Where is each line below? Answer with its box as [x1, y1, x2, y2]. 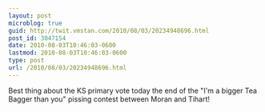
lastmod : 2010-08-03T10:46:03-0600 [8, 49, 127, 57]
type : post [8, 57, 45, 65]
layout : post [8, 11, 52, 20]
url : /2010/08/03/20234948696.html [8, 64, 127, 72]
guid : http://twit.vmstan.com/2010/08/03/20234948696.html [8, 26, 210, 34]
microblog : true [8, 19, 62, 27]
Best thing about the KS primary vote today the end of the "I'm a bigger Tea [8, 86, 258, 95]
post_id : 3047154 [8, 34, 66, 42]
